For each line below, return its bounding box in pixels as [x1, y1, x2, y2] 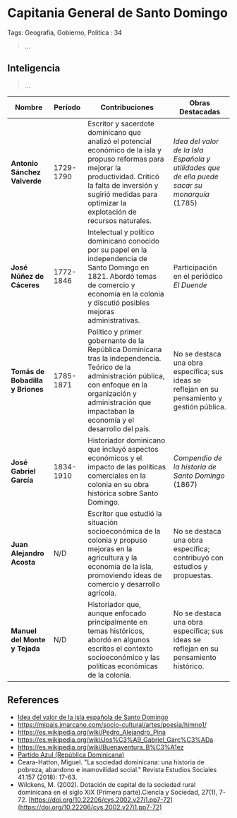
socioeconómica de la [87, 526, 161, 536]
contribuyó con [173, 553, 224, 563]
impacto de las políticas [87, 462, 166, 471]
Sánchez [11, 167, 41, 177]
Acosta [11, 557, 35, 567]
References [7, 694, 59, 706]
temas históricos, [87, 626, 145, 636]
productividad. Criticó [87, 172, 160, 181]
